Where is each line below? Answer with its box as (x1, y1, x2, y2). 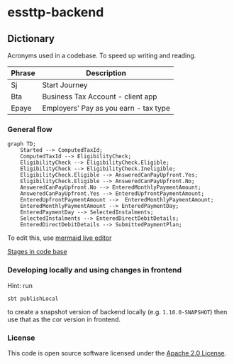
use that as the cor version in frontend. (7, 315, 121, 324)
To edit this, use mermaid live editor (7, 233, 112, 242)
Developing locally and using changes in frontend (7, 265, 182, 275)
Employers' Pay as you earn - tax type (42, 104, 170, 113)
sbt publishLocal (7, 295, 59, 302)
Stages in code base (7, 248, 67, 256)
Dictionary (7, 33, 55, 45)
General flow (7, 124, 52, 134)
